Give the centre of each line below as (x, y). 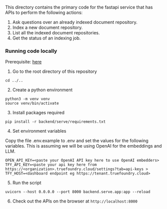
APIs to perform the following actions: (44, 12)
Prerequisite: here (23, 62)
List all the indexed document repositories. (56, 33)
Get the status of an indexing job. (46, 38)
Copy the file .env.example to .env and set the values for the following (77, 141)
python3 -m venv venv (28, 99)
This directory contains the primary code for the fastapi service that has (79, 7)
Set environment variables (39, 131)
